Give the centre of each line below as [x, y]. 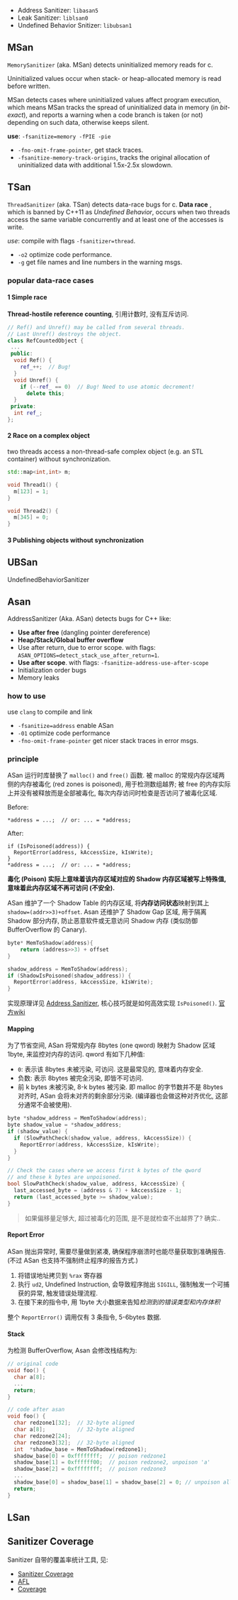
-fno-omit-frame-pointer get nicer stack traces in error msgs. [108, 740]
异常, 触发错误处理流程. [64, 1293]
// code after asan [36, 1410]
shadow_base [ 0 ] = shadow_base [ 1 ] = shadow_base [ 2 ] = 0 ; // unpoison [117, 1482]
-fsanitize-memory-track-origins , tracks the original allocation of [114, 157]
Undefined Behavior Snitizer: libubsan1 [75, 25]
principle [23, 758]
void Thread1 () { [33, 485]
